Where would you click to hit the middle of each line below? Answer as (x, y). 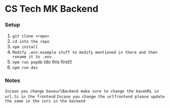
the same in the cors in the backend (45, 101)
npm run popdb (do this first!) (42, 62)
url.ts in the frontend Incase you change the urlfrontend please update (85, 97)
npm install (25, 47)
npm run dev (25, 68)
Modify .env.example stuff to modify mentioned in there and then (85, 52)
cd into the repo (31, 42)
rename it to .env (32, 57)
